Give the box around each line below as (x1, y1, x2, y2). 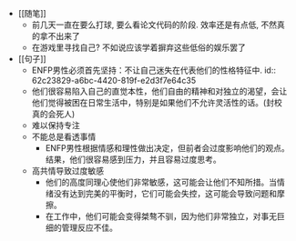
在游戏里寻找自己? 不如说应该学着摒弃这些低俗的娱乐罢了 (31, 42, 246, 53)
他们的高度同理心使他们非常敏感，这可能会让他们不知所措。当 (45, 176, 278, 187)
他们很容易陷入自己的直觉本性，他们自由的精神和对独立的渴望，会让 (31, 85, 288, 96)
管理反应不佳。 (61, 222, 118, 233)
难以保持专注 (31, 120, 80, 130)
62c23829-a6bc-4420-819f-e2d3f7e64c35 (31, 75, 197, 85)
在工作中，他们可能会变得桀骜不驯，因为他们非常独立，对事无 (45, 211, 278, 221)
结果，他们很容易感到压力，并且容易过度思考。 (45, 154, 221, 165)
